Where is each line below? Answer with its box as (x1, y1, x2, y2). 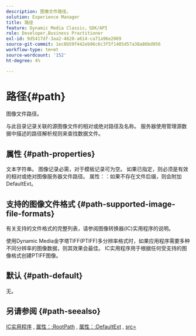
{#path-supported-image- (77, 199, 176, 209)
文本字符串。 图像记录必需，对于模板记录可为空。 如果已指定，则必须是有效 (6, 165, 188, 173)
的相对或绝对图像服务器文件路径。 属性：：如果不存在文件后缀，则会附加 (6, 173, 182, 180)
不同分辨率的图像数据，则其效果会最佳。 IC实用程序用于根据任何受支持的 (6, 245, 182, 252)
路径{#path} (6, 90, 66, 103)
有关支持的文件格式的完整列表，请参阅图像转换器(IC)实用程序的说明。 (6, 225, 174, 232)
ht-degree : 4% (6, 57, 41, 63)
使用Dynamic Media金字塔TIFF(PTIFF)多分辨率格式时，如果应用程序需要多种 (6, 237, 190, 245)
